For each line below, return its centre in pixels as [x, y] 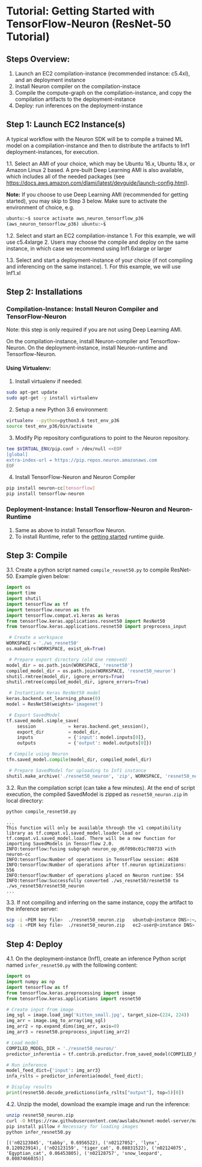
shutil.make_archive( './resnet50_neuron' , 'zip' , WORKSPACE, [84, 776]
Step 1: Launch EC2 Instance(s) [66, 125]
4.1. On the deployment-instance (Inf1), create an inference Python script [96, 959]
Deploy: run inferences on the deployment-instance [79, 106]
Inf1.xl [14, 273]
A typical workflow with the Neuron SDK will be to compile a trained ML [95, 139]
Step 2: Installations [44, 292]
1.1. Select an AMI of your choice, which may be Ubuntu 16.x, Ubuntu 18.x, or [101, 164]
